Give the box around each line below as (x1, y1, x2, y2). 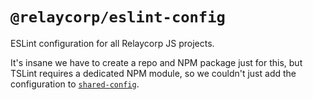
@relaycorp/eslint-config (10, 8, 226, 27)
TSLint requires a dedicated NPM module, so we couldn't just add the (10, 67, 297, 79)
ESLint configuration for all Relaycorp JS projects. (10, 37, 215, 49)
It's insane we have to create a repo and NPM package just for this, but (10, 56, 303, 68)
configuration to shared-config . (10, 78, 140, 90)
